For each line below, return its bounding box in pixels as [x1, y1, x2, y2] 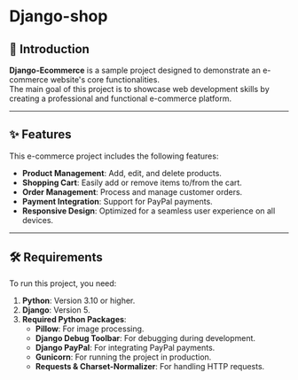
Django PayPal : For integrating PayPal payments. [35, 342, 216, 353]
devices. [21, 214, 54, 225]
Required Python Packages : [21, 314, 127, 324]
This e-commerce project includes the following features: [9, 151, 219, 161]
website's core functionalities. [50, 74, 160, 85]
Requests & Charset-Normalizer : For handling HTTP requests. [35, 361, 265, 371]
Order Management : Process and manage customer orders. [21, 186, 243, 197]
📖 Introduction [9, 42, 90, 57]
